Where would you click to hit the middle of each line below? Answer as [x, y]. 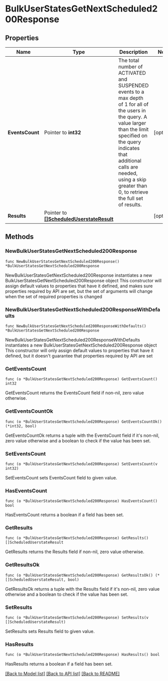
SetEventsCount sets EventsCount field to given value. [61, 477]
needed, [128, 173]
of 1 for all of [133, 104]
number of [130, 67]
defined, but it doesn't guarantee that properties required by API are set [79, 356]
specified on [133, 136]
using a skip [132, 180]
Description [133, 52]
